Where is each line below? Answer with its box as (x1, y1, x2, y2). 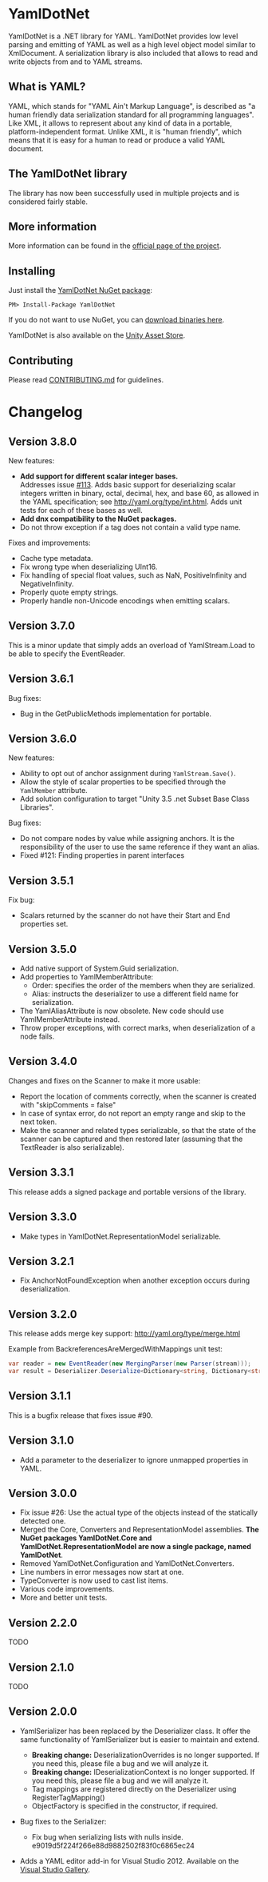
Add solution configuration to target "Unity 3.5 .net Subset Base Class (19, 794, 250, 804)
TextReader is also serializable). (19, 1142, 125, 1152)
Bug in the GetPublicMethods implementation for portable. (19, 709, 212, 719)
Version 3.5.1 (8, 874, 74, 887)
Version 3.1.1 (8, 1389, 72, 1403)
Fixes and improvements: (8, 538, 91, 547)
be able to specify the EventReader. (8, 649, 125, 659)
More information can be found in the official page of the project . (8, 241, 222, 250)
